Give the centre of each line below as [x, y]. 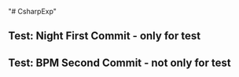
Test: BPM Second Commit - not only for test [119, 62]
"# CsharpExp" [33, 11]
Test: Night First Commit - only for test [105, 36]
